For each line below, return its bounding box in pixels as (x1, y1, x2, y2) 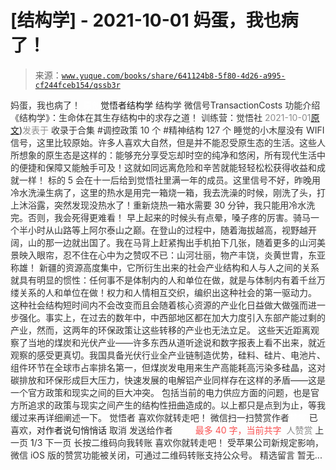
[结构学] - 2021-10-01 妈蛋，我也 (10, 9, 282, 32)
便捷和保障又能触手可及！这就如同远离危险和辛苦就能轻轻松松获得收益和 (18, 161, 317, 173)
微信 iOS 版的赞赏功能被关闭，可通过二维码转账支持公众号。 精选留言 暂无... (10, 449, 323, 461)
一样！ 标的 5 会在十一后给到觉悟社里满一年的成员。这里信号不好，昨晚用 (18, 174, 322, 186)
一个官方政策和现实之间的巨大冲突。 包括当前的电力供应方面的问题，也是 (10, 386, 311, 398)
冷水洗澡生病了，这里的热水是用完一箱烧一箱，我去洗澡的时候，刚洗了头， (10, 186, 317, 198)
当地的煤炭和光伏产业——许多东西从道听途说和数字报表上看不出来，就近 (27, 336, 326, 348)
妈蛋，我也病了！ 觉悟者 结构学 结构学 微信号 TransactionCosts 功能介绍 (10, 99, 321, 111)
